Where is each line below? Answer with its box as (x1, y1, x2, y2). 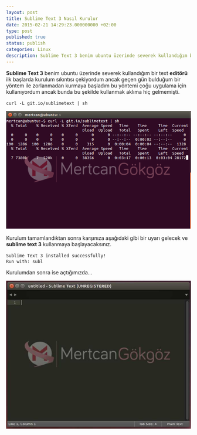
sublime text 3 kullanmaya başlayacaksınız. (6, 240, 112, 247)
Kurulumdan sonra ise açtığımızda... (6, 269, 93, 276)
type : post (6, 28, 33, 34)
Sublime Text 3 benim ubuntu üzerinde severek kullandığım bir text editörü (6, 69, 188, 76)
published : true (6, 34, 46, 40)
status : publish (6, 40, 46, 46)
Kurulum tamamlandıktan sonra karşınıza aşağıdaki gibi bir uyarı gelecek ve (6, 235, 188, 242)
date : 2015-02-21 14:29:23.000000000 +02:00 (6, 22, 117, 28)
